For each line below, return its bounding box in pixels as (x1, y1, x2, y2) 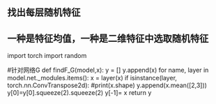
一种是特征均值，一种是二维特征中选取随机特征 (7, 32, 209, 44)
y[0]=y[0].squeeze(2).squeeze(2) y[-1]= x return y (7, 89, 152, 97)
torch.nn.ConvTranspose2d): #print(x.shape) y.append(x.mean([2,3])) (7, 81, 208, 89)
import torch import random (7, 52, 87, 60)
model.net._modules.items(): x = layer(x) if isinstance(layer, (7, 74, 178, 82)
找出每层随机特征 (7, 6, 81, 19)
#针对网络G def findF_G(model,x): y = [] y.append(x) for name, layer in (7, 66, 209, 75)
